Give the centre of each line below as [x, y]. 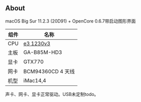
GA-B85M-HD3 [43, 52]
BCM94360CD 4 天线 [49, 71]
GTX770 [33, 61]
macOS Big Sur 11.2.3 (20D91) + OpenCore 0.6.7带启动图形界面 [70, 21]
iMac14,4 [35, 80]
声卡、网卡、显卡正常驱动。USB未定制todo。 [52, 94]
